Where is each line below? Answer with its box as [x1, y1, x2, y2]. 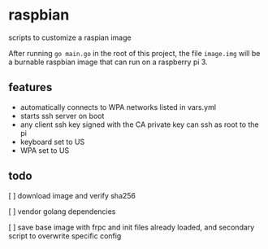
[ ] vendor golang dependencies [8, 206, 116, 216]
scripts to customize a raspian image [8, 33, 132, 42]
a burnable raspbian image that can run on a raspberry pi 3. [8, 57, 209, 67]
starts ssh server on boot [19, 111, 105, 120]
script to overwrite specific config [8, 230, 122, 241]
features [8, 81, 53, 94]
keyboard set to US [19, 137, 85, 146]
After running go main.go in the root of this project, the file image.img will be [8, 48, 261, 58]
